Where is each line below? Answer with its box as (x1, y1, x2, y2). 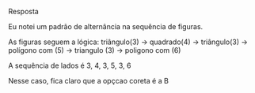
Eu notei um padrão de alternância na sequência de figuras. (8, 22, 204, 31)
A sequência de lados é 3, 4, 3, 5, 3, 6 (8, 61, 131, 70)
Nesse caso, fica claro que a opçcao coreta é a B (8, 76, 169, 85)
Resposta (8, 7, 40, 16)
